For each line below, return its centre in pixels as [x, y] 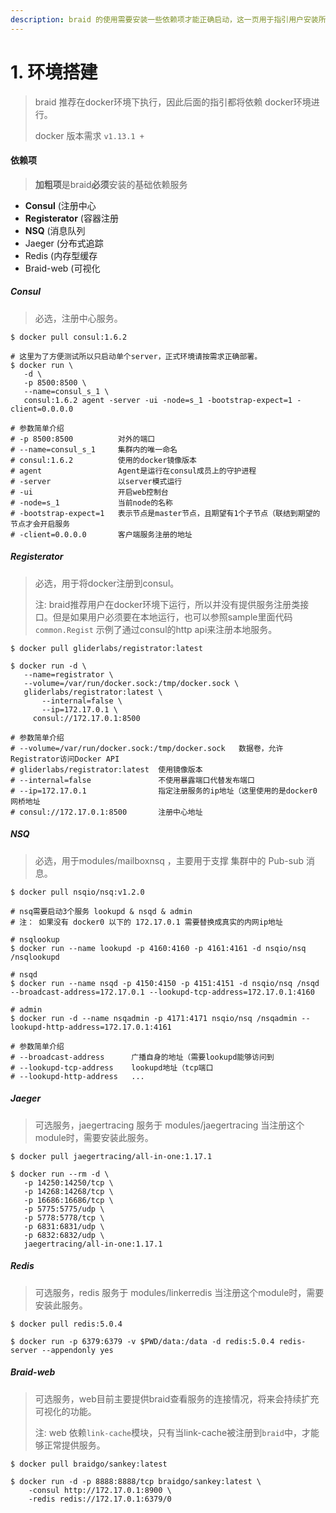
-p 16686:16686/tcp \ [68, 1200]
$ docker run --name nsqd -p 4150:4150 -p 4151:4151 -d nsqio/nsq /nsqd [165, 983]
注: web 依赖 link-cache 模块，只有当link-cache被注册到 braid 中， [168, 1432]
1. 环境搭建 [54, 72]
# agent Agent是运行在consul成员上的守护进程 [133, 471]
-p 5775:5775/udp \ [64, 1209]
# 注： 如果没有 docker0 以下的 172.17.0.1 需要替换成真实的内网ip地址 [146, 922]
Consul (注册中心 [60, 205]
